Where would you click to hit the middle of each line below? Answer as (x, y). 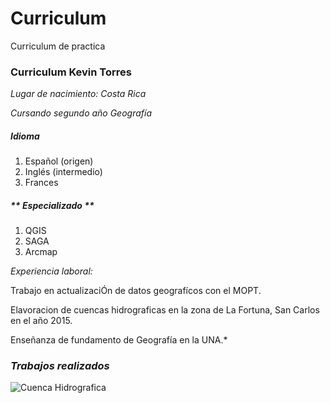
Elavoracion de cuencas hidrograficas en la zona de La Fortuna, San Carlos (165, 310)
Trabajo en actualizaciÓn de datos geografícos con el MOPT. (136, 291)
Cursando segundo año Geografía (81, 113)
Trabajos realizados (60, 366)
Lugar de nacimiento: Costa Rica (78, 94)
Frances (41, 183)
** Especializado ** (52, 205)
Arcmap (41, 252)
